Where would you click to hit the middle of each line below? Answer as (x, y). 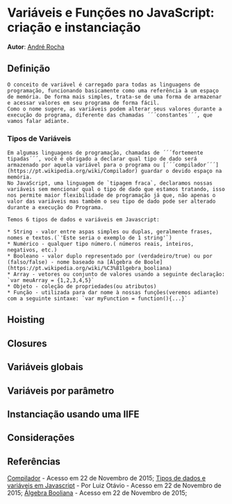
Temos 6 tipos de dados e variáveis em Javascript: (83, 220)
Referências (34, 461)
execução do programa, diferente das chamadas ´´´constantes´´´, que (110, 115)
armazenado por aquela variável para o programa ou (83, 165)
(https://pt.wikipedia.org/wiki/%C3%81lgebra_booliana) (90, 269)
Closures (27, 343)
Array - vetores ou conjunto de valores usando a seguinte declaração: (119, 275)
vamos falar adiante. (39, 121)
